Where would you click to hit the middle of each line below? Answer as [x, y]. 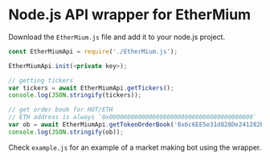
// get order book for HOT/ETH [61, 110]
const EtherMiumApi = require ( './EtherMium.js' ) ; [93, 51]
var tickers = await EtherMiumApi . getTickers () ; [91, 88]
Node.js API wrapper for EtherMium [130, 15]
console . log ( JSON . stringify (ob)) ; [66, 132]
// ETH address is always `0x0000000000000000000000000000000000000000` [133, 118]
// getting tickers [41, 80]
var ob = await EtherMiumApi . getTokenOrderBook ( [91, 125]
